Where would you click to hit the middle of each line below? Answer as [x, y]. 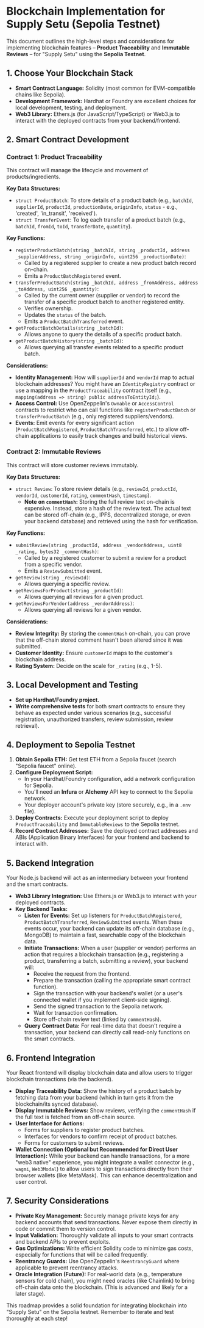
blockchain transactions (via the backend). [60, 1079]
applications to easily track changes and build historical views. [109, 436]
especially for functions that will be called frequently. [81, 1254]
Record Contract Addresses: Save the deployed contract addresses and [106, 831]
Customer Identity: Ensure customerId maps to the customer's [94, 653]
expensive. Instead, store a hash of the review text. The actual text [107, 508]
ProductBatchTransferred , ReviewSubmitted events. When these [103, 922]
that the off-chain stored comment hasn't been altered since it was [99, 640]
